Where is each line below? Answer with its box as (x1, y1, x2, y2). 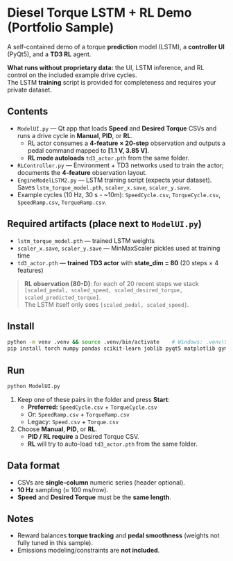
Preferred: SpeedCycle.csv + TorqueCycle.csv (27, 403, 157, 411)
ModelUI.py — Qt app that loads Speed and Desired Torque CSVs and (17, 124, 217, 133)
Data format (7, 460, 60, 471)
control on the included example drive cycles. (7, 71, 137, 79)
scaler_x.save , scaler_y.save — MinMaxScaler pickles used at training (17, 244, 221, 252)
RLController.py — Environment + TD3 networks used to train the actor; (17, 161, 224, 169)
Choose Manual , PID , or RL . (17, 425, 97, 433)
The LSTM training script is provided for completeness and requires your (7, 78, 216, 86)
